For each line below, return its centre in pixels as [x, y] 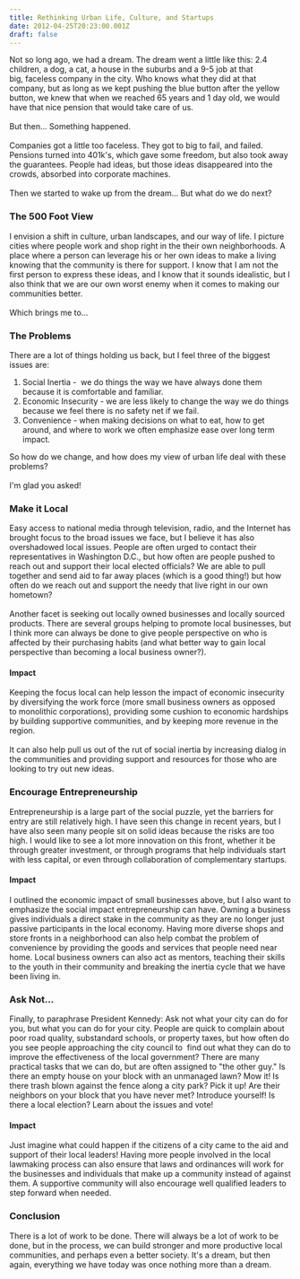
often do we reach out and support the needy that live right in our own [139, 585]
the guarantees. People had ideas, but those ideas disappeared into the [141, 165]
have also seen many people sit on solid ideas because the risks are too [142, 830]
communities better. [46, 293]
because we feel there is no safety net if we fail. [111, 410]
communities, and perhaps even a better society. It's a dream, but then [140, 1255]
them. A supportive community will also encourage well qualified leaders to [148, 1183]
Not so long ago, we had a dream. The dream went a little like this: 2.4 [138, 60]
